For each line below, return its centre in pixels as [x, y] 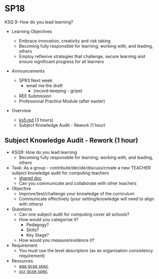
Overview [21, 111]
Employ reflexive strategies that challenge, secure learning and [82, 56]
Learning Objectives [32, 31]
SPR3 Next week [36, 80]
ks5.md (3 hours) [36, 120]
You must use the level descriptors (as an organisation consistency [86, 250]
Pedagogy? [37, 224]
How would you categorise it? [49, 219]
